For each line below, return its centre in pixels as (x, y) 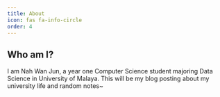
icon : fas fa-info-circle (44, 20)
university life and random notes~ (56, 86)
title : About (26, 14)
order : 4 (20, 26)
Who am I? (31, 54)
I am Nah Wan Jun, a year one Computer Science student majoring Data (110, 71)
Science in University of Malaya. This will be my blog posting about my (108, 79)
